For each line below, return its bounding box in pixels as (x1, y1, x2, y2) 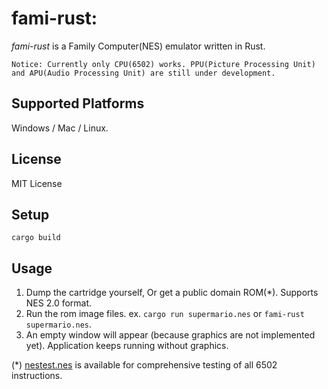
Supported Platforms (11, 95, 145, 112)
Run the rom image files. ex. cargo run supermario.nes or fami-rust (25, 308, 305, 320)
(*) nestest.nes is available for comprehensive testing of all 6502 (11, 359, 278, 371)
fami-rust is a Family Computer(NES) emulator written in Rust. (11, 40, 266, 52)
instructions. (11, 370, 63, 382)
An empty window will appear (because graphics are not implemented (25, 329, 316, 341)
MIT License (11, 177, 63, 189)
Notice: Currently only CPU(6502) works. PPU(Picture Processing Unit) (11, 59, 316, 69)
